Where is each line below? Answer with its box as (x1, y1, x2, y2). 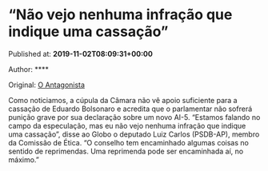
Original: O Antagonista (8, 80, 86, 89)
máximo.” (8, 154, 40, 165)
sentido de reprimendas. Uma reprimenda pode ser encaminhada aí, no (8, 146, 244, 156)
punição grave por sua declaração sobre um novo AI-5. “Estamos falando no (8, 112, 261, 121)
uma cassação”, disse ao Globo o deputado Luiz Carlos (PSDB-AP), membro (8, 129, 260, 139)
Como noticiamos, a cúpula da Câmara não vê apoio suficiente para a (8, 95, 238, 105)
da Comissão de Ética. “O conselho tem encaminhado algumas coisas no (8, 137, 250, 147)
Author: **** (8, 64, 50, 74)
